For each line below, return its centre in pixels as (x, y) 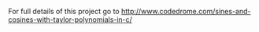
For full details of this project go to (64, 11)
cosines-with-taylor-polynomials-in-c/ (70, 20)
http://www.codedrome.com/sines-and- (186, 11)
